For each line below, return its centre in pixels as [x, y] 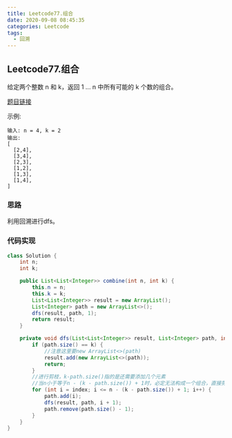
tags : [15, 33]
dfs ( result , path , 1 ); [65, 313]
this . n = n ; [49, 287]
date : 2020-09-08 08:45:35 [46, 20]
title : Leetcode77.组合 [40, 13]
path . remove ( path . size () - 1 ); [89, 409]
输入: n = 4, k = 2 [34, 131]
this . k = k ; [49, 294]
